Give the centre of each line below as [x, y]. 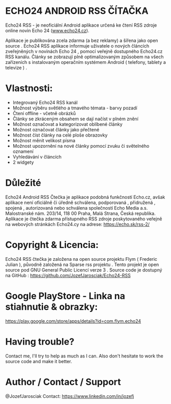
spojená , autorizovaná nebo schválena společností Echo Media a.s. [77, 208]
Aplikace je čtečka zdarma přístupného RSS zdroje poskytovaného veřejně [84, 219]
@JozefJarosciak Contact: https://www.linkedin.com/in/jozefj [70, 396]
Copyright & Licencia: [52, 245]
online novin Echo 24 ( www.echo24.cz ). [47, 30]
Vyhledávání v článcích [37, 156]
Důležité [23, 183]
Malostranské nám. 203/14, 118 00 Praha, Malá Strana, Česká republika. [80, 213]
